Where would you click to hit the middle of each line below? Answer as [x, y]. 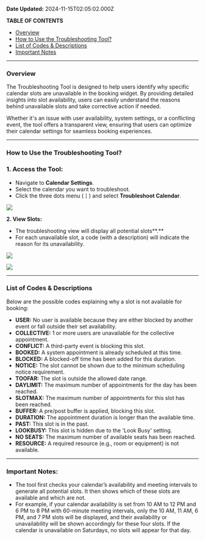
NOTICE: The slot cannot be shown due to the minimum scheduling [100, 365]
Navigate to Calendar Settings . [55, 182]
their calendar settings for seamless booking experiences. [79, 131]
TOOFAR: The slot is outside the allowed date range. [81, 378]
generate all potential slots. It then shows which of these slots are [97, 491]
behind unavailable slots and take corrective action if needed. [84, 106]
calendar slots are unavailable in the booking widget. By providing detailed [100, 94]
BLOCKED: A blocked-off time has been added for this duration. [95, 359]
